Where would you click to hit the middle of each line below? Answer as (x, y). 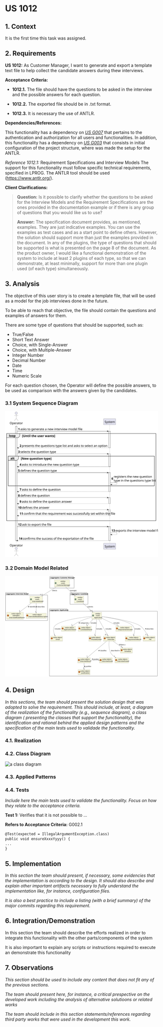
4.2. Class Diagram (28, 753)
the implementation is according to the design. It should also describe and (79, 880)
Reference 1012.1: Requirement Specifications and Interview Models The (77, 162)
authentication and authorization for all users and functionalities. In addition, (81, 138)
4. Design (20, 690)
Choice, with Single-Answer (40, 345)
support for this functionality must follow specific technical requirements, (78, 168)
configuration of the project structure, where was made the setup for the (78, 148)
